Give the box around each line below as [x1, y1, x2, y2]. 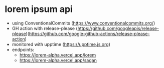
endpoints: [12, 46, 35, 52]
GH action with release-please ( [12, 25, 78, 31]
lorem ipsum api [5, 3, 73, 15]
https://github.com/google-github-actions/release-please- [29, 30, 150, 36]
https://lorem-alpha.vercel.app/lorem [19, 51, 96, 58]
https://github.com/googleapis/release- [77, 25, 159, 31]
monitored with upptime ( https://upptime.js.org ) [12, 41, 111, 47]
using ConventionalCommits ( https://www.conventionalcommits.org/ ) [12, 20, 155, 26]
